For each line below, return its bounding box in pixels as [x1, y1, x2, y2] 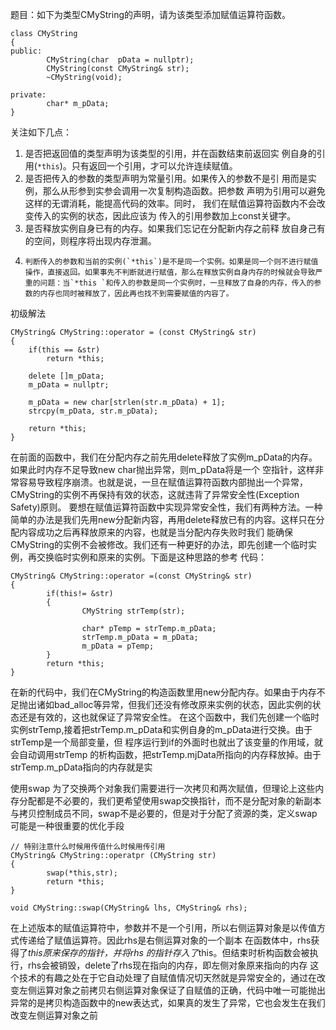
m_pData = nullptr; [28, 380, 110, 390]
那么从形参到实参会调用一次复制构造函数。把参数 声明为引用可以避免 [42, 185, 326, 197]
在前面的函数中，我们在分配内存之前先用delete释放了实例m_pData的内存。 [10, 451, 318, 463]
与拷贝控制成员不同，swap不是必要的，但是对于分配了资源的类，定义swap [10, 808, 318, 819]
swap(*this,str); [46, 868, 118, 878]
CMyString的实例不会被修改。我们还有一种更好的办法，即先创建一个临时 [10, 539, 309, 550]
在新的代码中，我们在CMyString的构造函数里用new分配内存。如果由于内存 [10, 686, 317, 698]
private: [10, 90, 47, 100]
